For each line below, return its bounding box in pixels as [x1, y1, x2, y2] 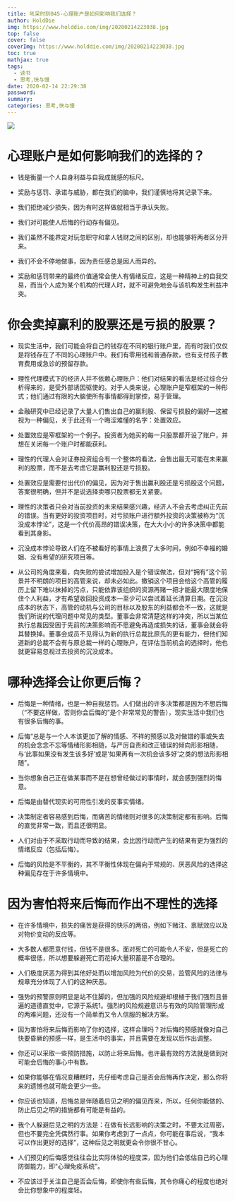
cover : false [7, 37, 46, 44]
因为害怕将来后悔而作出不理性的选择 [7, 896, 218, 912]
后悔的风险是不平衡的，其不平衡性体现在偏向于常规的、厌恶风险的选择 [17, 860, 222, 868]
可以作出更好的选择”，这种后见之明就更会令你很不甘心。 [17, 1138, 181, 1147]
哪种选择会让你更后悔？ [7, 674, 144, 690]
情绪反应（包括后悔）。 [17, 845, 83, 853]
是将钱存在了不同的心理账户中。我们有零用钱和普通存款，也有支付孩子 [17, 350, 222, 359]
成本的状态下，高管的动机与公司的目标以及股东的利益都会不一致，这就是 [17, 603, 228, 611]
